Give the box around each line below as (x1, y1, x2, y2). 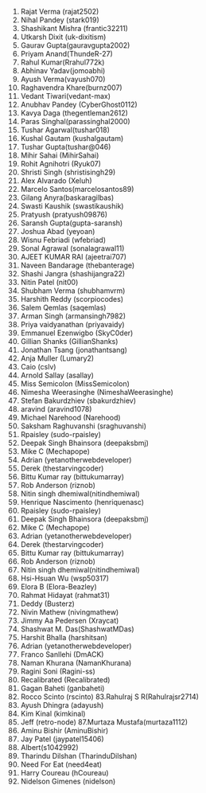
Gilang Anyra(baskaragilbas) (20, 193, 115, 202)
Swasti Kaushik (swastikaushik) (20, 201, 124, 210)
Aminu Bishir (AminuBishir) (20, 726, 109, 735)
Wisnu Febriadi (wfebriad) (20, 235, 107, 244)
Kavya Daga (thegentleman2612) (20, 108, 128, 118)
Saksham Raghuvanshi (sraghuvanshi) (20, 421, 146, 431)
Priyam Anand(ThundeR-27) (20, 49, 114, 58)
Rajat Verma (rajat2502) (20, 7, 99, 16)
